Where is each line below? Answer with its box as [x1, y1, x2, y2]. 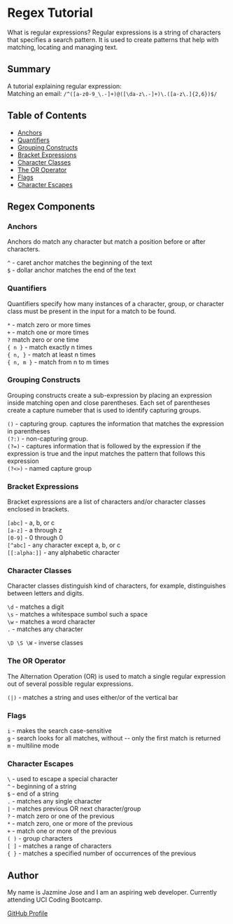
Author [7, 869, 38, 881]
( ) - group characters [7, 834, 73, 843]
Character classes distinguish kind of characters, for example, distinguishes [7, 581, 226, 590]
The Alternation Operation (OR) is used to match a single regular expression [7, 672, 226, 680]
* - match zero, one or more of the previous [7, 820, 133, 828]
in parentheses [7, 427, 50, 435]
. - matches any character [7, 625, 83, 633]
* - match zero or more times [7, 320, 91, 329]
